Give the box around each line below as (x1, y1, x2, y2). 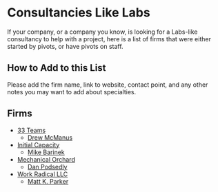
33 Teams (17, 126, 46, 134)
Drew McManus (27, 133, 73, 142)
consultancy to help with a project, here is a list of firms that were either (7, 34, 212, 43)
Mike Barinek (27, 148, 66, 156)
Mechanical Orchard (17, 155, 76, 163)
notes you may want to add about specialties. (7, 87, 137, 96)
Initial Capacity (17, 140, 60, 149)
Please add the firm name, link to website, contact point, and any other (7, 81, 208, 89)
